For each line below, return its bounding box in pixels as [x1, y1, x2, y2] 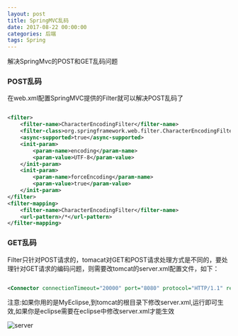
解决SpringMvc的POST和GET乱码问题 [7, 57, 118, 66]
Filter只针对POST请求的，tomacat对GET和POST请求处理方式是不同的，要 [7, 255, 222, 264]
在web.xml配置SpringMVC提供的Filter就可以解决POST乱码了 [7, 94, 184, 103]
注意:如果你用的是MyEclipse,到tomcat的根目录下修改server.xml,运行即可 [7, 298, 218, 307]
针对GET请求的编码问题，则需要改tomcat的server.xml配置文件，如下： [13, 264, 220, 273]
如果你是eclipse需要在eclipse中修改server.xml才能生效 [15, 307, 175, 315]
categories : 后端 [7, 30, 57, 38]
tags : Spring [7, 37, 46, 44]
